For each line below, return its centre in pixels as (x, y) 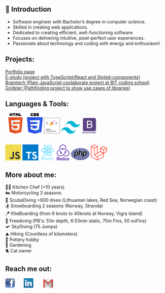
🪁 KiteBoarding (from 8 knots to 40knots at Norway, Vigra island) (74, 214)
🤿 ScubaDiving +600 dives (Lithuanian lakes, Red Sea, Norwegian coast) (81, 200)
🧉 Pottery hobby (22, 239)
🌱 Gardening (18, 245)
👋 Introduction (28, 9)
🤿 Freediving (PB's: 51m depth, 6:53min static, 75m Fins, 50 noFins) (76, 221)
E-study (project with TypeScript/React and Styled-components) (73, 77)
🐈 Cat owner (19, 251)
